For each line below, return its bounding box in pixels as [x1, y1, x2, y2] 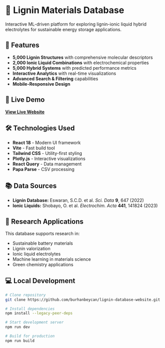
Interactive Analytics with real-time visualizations [12, 70, 116, 76]
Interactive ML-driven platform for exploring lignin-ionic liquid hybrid [5, 21, 147, 27]
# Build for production [5, 333, 55, 339]
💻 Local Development [5, 277, 75, 285]
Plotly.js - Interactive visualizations [12, 155, 86, 162]
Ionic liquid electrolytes [12, 251, 61, 257]
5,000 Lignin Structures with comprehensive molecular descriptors [12, 54, 153, 60]
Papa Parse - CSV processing [12, 166, 75, 172]
